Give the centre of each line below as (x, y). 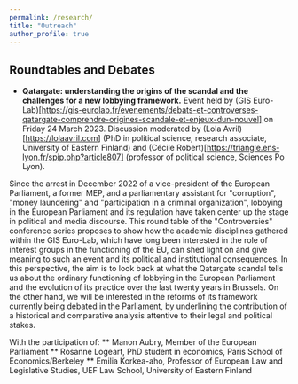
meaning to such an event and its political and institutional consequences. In (149, 259)
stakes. (22, 325)
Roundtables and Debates (82, 70)
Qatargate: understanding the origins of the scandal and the (135, 91)
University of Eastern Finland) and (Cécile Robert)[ (114, 148)
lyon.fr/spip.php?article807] (73, 157)
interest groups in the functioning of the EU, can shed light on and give (138, 250)
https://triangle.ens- (243, 148)
